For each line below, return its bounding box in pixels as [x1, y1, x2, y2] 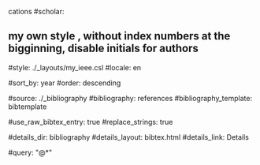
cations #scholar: [8, 7, 65, 16]
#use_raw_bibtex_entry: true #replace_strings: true [8, 117, 173, 126]
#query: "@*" [8, 148, 53, 157]
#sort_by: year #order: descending [8, 78, 121, 88]
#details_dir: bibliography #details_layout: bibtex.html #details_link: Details [8, 132, 250, 141]
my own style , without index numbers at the [8, 29, 231, 43]
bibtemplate [8, 102, 47, 111]
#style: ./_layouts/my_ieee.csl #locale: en [8, 62, 142, 72]
